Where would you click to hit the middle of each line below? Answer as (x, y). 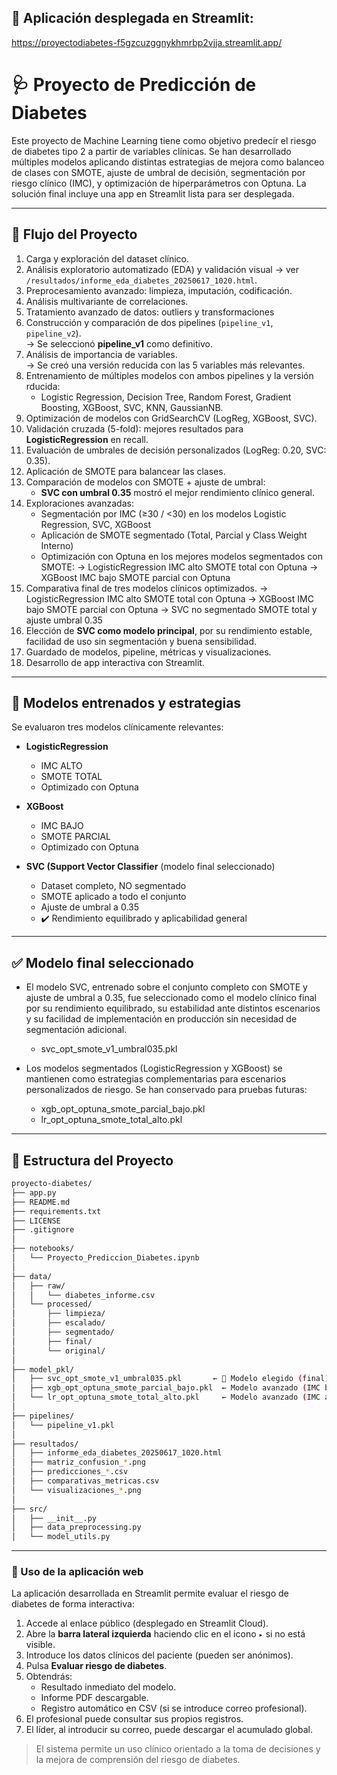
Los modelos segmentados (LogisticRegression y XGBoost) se (154, 1068)
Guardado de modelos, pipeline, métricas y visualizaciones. (148, 652)
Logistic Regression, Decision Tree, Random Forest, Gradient (166, 397)
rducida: (43, 386)
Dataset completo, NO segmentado (113, 886)
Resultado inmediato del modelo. (108, 1687)
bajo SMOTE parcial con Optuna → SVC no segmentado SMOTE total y (171, 609)
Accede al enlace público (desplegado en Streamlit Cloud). (147, 1623)
